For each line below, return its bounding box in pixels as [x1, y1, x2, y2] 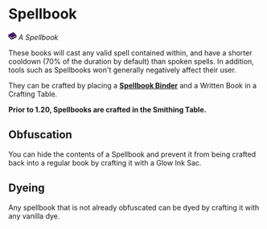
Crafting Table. [8, 89, 58, 99]
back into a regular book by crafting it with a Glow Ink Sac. [8, 157, 202, 167]
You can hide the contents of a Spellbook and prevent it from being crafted [8, 149, 256, 159]
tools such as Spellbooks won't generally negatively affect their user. [8, 65, 237, 75]
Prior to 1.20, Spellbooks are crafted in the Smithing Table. [8, 104, 207, 114]
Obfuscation [8, 128, 72, 141]
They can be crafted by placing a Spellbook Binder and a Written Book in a [8, 80, 257, 90]
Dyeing [8, 182, 45, 195]
